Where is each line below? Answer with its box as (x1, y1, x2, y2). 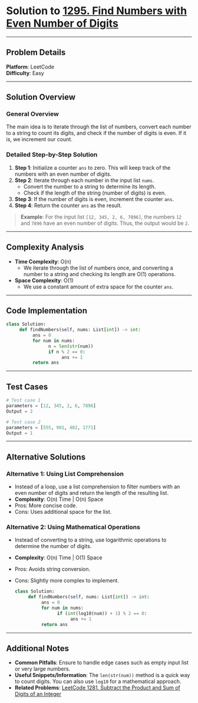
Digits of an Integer (14, 691, 62, 698)
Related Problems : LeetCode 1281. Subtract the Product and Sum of (14, 684, 181, 691)
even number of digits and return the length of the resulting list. (14, 490, 169, 497)
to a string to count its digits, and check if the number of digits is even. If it (6, 129, 187, 137)
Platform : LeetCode (6, 63, 55, 70)
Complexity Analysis (6, 242, 84, 252)
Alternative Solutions (6, 452, 86, 462)
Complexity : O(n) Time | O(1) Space (14, 554, 103, 561)
